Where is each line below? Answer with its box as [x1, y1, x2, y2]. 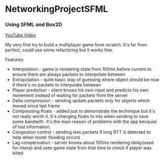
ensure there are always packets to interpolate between [12, 72, 126, 78]
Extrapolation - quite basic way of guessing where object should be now [12, 77, 160, 82]
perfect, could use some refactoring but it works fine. [5, 47, 114, 53]
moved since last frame [12, 103, 60, 109]
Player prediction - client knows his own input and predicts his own [12, 87, 149, 93]
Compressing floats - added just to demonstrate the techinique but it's [12, 108, 155, 114]
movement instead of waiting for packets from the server [12, 92, 128, 98]
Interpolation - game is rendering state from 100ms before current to [12, 66, 152, 72]
